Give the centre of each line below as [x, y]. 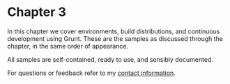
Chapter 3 [37, 12]
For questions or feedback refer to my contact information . [91, 73]
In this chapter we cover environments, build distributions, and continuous [114, 31]
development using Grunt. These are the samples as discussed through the [115, 38]
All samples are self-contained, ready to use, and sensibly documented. [110, 59]
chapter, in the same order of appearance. [68, 46]
